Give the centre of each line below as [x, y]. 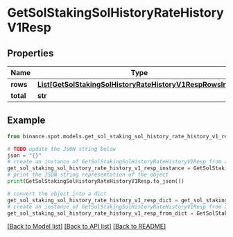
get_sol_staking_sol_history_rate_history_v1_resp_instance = [99, 168]
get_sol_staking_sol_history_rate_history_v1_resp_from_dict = [101, 213]
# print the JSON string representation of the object [88, 175]
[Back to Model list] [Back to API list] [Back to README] [87, 227]
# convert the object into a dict [57, 194]
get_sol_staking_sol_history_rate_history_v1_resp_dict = [93, 200]
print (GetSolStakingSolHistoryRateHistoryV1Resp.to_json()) [96, 181]
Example [26, 121]
